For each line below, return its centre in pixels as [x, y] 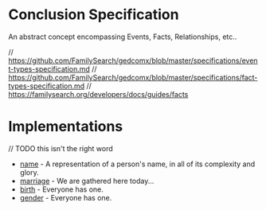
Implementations [66, 127]
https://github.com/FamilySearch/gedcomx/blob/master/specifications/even [133, 60]
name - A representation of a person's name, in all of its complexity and [137, 164]
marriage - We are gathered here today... [87, 181]
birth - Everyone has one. [61, 189]
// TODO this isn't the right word [61, 148]
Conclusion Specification [94, 15]
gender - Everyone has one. [66, 197]
